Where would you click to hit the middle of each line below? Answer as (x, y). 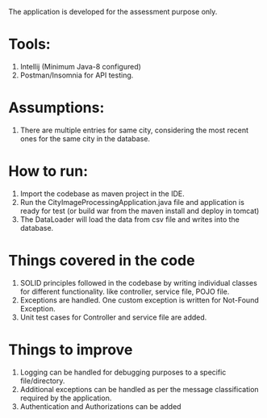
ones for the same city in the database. (85, 138)
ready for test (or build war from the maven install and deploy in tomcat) (140, 211)
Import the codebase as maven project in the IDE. (102, 194)
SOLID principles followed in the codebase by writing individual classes (139, 282)
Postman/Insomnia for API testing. (77, 75)
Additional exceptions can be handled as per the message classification (140, 389)
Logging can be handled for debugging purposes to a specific (123, 372)
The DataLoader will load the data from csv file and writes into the (129, 219)
